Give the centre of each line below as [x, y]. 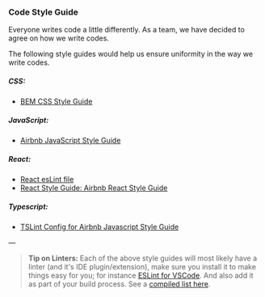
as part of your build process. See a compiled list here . [119, 284]
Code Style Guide [44, 12]
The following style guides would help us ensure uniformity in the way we [130, 54]
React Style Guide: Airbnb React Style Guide [94, 188]
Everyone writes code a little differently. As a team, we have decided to [126, 30]
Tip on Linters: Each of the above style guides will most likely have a [143, 258]
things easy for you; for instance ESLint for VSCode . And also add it [141, 276]
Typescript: [28, 206]
